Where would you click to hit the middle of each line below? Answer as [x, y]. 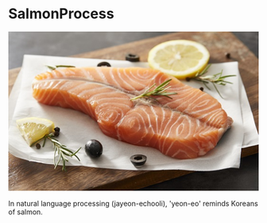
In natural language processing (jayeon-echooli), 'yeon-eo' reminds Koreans [133, 204]
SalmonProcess [61, 14]
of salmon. [26, 212]
